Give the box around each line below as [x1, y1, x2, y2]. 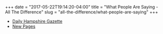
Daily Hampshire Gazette [12, 19, 63, 24]
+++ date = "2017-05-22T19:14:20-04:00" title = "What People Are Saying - [5, 4, 158, 10]
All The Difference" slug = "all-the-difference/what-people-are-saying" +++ [5, 9, 158, 15]
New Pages [12, 23, 36, 29]
